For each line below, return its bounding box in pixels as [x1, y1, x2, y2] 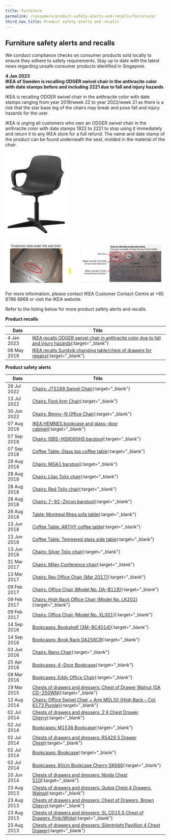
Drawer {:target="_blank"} [32, 828, 85, 834]
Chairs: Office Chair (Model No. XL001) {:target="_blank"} [32, 611, 153, 617]
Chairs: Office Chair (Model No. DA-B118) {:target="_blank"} [32, 586, 159, 593]
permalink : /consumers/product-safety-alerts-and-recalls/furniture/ [5, 13, 156, 19]
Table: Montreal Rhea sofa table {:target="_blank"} [32, 511, 136, 517]
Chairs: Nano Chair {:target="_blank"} [32, 649, 109, 655]
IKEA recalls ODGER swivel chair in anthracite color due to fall [32, 335, 161, 341]
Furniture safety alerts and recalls [5, 38, 116, 47]
